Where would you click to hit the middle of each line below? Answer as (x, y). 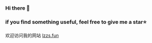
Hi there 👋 (18, 8)
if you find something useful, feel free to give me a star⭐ (76, 22)
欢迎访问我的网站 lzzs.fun (32, 35)
